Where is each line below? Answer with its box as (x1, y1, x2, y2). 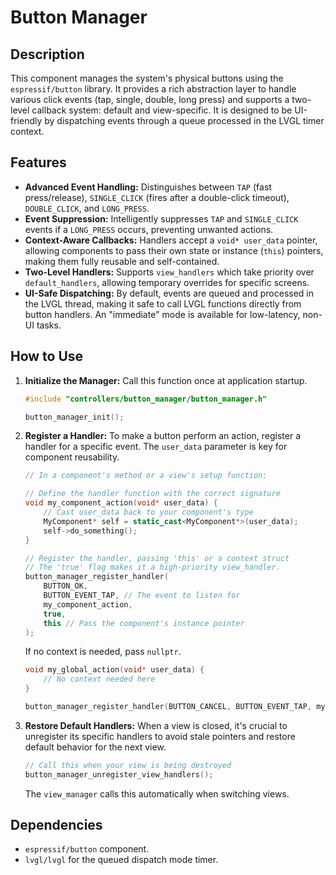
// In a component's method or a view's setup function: (24, 471, 268, 481)
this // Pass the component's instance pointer (43, 618, 245, 628)
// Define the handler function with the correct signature (24, 489, 281, 499)
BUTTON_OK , (43, 581, 89, 591)
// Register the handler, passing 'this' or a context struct (24, 553, 290, 563)
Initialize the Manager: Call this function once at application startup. (24, 374, 308, 386)
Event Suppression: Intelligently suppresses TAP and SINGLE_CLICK (24, 212, 299, 225)
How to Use (10, 348, 84, 365)
